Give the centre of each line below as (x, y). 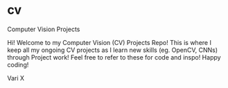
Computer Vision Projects (44, 29)
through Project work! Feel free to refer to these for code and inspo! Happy (114, 57)
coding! (18, 64)
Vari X (16, 78)
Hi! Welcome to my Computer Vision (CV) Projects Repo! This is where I (109, 42)
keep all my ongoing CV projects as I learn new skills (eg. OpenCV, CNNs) (113, 50)
